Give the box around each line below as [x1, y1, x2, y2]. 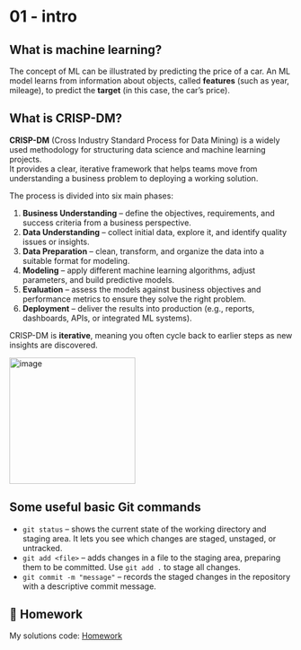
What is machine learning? [9, 42, 163, 57]
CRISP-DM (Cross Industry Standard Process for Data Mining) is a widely [9, 135, 280, 145]
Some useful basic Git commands [9, 500, 202, 515]
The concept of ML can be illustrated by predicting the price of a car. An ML [9, 66, 291, 76]
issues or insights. [22, 236, 90, 247]
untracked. [22, 542, 63, 553]
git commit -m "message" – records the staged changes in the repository [22, 571, 291, 582]
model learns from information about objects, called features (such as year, [9, 75, 290, 86]
